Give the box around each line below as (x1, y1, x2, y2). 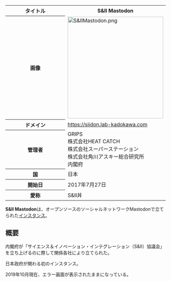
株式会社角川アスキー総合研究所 (68, 153, 145, 160)
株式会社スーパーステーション (68, 145, 139, 152)
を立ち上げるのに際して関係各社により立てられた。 (5, 249, 112, 255)
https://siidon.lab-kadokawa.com (68, 121, 148, 128)
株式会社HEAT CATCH (68, 138, 121, 145)
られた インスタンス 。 (5, 213, 50, 218)
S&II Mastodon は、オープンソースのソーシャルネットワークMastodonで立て (5, 206, 164, 212)
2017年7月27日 (68, 181, 106, 188)
